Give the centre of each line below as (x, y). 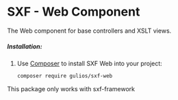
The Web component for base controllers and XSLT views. (89, 31)
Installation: (25, 46)
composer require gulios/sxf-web (65, 76)
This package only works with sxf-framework (71, 88)
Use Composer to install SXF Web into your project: (89, 63)
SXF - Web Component (74, 12)
